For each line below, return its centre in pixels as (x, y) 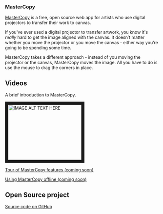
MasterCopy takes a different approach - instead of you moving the (73, 57)
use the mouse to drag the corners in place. (49, 68)
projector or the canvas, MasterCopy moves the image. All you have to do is (81, 63)
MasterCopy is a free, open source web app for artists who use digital (75, 18)
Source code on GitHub (29, 206)
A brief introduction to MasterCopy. (41, 95)
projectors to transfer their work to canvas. (48, 23)
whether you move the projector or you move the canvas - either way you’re (81, 43)
